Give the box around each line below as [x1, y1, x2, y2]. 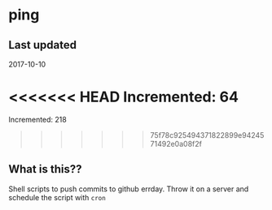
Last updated [8, 38, 77, 52]
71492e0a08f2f [150, 139, 202, 148]
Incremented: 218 [8, 114, 67, 124]
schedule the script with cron [8, 192, 106, 202]
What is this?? [8, 162, 82, 176]
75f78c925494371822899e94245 [150, 130, 265, 139]
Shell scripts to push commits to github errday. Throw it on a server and [8, 184, 249, 194]
